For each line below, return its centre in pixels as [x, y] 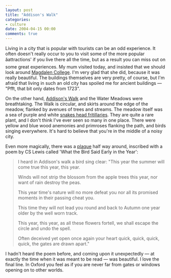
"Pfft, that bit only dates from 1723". [43, 88]
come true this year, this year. [49, 167]
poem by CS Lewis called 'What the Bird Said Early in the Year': [72, 152]
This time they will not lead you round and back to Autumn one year [89, 208]
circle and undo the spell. [44, 228]
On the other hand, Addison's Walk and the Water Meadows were [74, 98]
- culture [16, 24]
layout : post [19, 10]
